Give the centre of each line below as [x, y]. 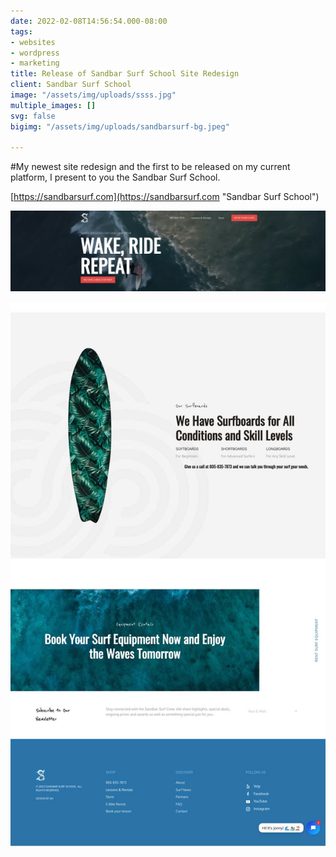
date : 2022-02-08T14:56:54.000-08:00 [89, 21]
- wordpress [35, 53]
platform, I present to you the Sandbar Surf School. [115, 177]
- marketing [35, 63]
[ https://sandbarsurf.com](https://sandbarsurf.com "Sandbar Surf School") [165, 197]
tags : [21, 31]
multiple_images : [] [53, 105]
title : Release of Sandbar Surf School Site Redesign [125, 74]
